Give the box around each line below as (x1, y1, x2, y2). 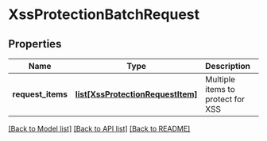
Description (205, 61, 250, 71)
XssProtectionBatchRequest (8, 6, 200, 24)
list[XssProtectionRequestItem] (75, 89, 198, 100)
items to (205, 84, 236, 94)
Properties (8, 37, 62, 51)
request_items (12, 89, 68, 100)
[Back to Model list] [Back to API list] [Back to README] (8, 124, 191, 133)
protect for (205, 93, 245, 105)
